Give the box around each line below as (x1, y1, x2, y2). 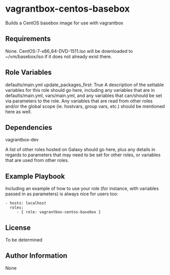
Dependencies (5, 123, 52, 132)
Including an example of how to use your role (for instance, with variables (5, 186, 159, 192)
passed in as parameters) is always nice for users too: (5, 191, 118, 197)
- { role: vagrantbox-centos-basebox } (16, 210, 101, 215)
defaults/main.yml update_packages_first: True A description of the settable (5, 82, 164, 88)
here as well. (5, 109, 32, 115)
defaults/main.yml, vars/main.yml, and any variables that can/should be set (5, 92, 162, 98)
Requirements (5, 35, 51, 43)
